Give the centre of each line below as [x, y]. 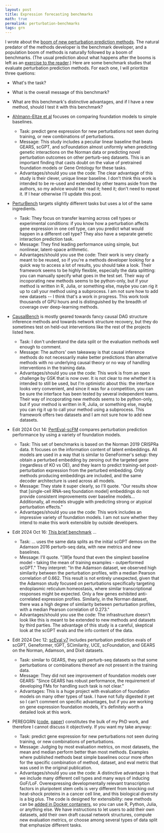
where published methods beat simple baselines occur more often [86, 757]
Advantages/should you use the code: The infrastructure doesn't [85, 615]
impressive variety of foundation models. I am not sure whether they [88, 517]
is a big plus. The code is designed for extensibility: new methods [85, 799]
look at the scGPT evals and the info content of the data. [76, 631]
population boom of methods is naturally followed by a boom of [69, 53]
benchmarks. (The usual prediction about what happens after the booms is [80, 57]
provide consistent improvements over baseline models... [77, 496]
